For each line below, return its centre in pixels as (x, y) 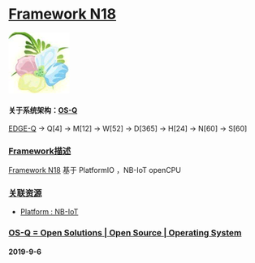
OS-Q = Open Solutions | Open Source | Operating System (125, 232)
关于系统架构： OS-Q (43, 110)
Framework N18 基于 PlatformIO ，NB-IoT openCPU (95, 170)
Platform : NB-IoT (49, 211)
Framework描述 (40, 151)
